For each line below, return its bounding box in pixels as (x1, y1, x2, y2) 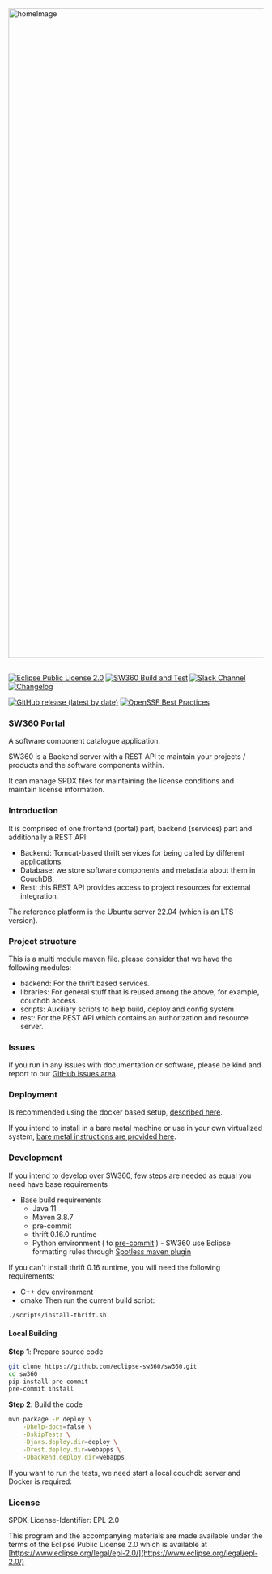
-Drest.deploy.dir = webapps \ (23, 1445, 121, 1454)
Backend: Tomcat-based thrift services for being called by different (19, 847, 245, 857)
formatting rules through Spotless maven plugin (32, 1246, 192, 1257)
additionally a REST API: (8, 832, 89, 842)
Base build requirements (19, 1195, 102, 1205)
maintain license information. (8, 785, 105, 795)
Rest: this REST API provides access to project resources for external (19, 882, 251, 892)
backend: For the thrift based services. (19, 978, 150, 988)
